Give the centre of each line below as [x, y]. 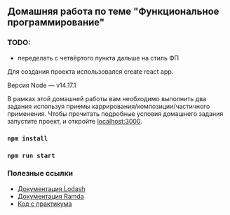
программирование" [56, 23]
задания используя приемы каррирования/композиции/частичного [109, 106]
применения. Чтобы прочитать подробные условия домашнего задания [115, 113]
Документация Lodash [51, 188]
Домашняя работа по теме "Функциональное [113, 12]
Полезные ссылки [40, 174]
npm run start [31, 155]
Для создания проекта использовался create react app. [90, 71]
